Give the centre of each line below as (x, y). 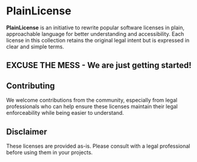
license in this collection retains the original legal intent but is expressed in (98, 40)
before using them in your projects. (49, 152)
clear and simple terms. (35, 47)
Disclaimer (27, 132)
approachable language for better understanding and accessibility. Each (95, 33)
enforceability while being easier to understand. (65, 113)
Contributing (31, 86)
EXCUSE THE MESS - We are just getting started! (99, 65)
